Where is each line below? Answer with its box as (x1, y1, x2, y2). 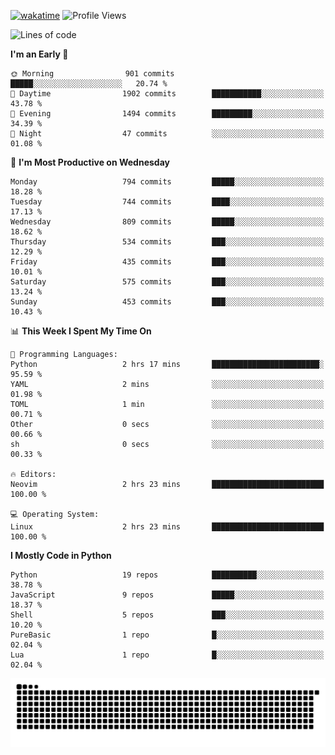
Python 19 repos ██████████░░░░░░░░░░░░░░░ (10, 570, 325, 580)
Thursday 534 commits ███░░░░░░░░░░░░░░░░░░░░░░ (10, 237, 325, 247)
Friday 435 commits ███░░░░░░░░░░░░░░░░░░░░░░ (10, 257, 325, 267)
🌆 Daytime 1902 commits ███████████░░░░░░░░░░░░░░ (10, 89, 325, 99)
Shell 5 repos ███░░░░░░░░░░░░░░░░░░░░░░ (10, 610, 325, 620)
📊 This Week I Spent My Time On (10, 325, 152, 337)
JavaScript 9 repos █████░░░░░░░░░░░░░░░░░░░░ (10, 590, 325, 600)
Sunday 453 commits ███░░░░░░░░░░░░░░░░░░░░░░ (10, 297, 325, 307)
